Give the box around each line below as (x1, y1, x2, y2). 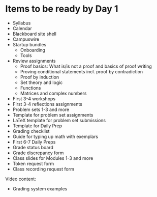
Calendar (12, 25, 32, 31)
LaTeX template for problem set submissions (12, 117, 106, 123)
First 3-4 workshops (12, 95, 56, 102)
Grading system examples (12, 185, 68, 191)
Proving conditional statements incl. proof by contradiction (20, 68, 143, 74)
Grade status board (12, 144, 53, 150)
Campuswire (12, 36, 40, 42)
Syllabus (12, 20, 31, 26)
